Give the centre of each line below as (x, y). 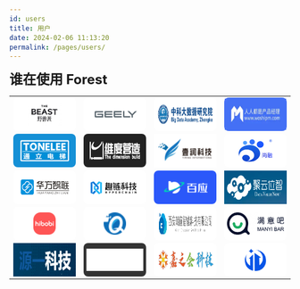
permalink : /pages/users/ (57, 47)
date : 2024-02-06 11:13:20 (59, 37)
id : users (28, 19)
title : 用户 (30, 28)
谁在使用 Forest (58, 80)
